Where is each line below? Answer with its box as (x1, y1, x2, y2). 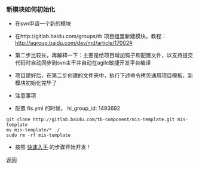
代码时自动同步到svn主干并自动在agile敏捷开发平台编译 (14, 59, 151, 66)
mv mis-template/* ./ (6, 127, 60, 133)
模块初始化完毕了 (14, 79, 57, 87)
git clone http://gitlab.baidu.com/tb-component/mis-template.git (6, 116, 175, 123)
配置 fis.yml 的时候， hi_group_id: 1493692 (14, 105, 121, 112)
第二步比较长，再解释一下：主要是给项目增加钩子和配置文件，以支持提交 (14, 52, 193, 59)
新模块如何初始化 (6, 5, 56, 13)
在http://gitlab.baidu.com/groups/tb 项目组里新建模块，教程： (14, 33, 167, 40)
